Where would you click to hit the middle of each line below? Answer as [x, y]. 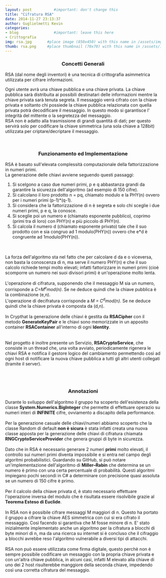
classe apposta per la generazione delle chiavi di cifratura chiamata [74, 433]
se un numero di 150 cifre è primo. [40, 481]
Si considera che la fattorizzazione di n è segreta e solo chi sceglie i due [86, 206]
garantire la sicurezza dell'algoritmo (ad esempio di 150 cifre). [75, 190]
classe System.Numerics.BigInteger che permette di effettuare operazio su [83, 407]
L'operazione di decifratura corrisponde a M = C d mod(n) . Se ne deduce [78, 300]
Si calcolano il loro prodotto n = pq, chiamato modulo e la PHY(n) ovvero [86, 195]
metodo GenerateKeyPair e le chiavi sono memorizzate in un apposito [77, 322]
